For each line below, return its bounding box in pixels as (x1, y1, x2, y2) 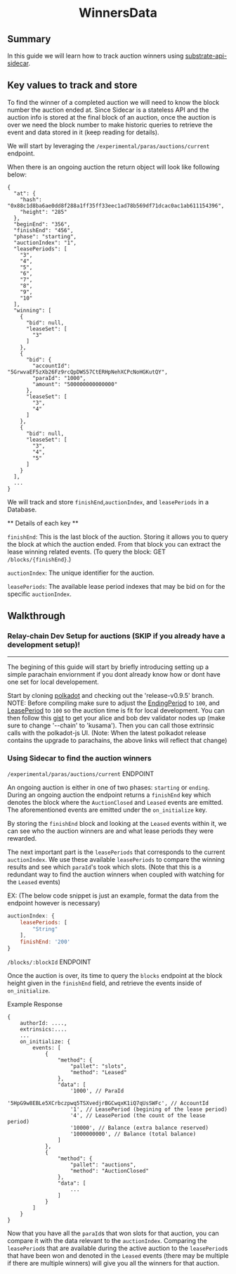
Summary (7, 33, 51, 45)
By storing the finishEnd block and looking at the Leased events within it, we (7, 819, 227, 827)
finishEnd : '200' (20, 938, 71, 945)
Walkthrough (7, 610, 65, 622)
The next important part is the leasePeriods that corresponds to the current (7, 848, 225, 856)
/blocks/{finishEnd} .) (7, 554, 72, 563)
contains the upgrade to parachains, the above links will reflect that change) (7, 736, 228, 744)
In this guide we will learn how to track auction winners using (7, 51, 184, 60)
